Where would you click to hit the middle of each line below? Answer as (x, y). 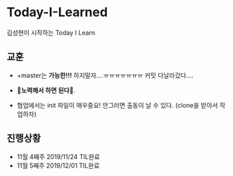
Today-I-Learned (57, 12)
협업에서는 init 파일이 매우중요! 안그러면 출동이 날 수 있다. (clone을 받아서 (117, 105)
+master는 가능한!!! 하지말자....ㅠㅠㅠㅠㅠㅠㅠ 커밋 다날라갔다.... (105, 75)
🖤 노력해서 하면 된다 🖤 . (46, 90)
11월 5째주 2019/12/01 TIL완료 (58, 165)
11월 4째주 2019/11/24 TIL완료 (58, 156)
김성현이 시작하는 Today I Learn (51, 32)
